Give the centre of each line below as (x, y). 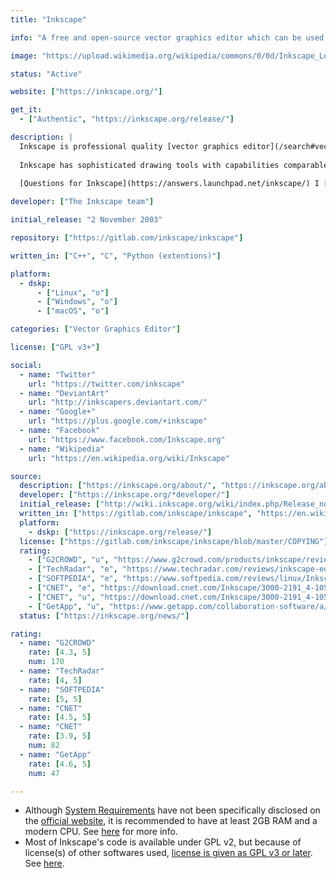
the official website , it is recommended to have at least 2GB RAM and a (171, 821)
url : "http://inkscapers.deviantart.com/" (118, 402)
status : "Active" (46, 74)
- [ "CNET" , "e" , (62, 588)
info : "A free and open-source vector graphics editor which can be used (167, 37)
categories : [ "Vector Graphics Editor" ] (96, 329)
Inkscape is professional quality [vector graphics (129, 146)
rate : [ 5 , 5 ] (55, 699)
